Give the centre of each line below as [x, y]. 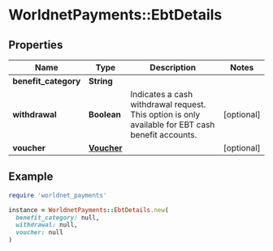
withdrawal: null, [47, 225]
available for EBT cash [173, 125]
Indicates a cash [162, 94]
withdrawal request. [168, 104]
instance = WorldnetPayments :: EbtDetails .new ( [89, 210]
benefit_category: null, [58, 217]
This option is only [165, 115]
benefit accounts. [164, 135]
